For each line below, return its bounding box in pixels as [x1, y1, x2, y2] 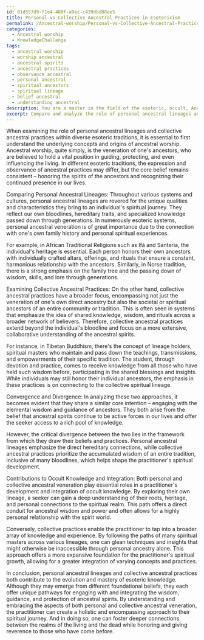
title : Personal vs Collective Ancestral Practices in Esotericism [6, 15, 181, 21]
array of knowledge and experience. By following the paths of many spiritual [6, 532, 197, 539]
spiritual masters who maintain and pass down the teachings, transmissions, [6, 349, 197, 357]
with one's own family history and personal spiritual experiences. [6, 229, 169, 237]
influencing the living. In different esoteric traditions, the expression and [6, 159, 186, 167]
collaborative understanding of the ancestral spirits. [6, 331, 135, 338]
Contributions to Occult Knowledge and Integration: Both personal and [6, 475, 182, 482]
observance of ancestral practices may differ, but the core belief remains [6, 166, 189, 173]
